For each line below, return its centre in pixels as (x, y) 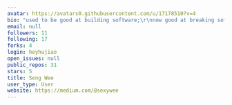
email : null (24, 26)
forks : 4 (20, 46)
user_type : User (30, 84)
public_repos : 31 (32, 65)
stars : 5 (20, 71)
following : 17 (28, 39)
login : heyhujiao (32, 52)
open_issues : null (33, 59)
